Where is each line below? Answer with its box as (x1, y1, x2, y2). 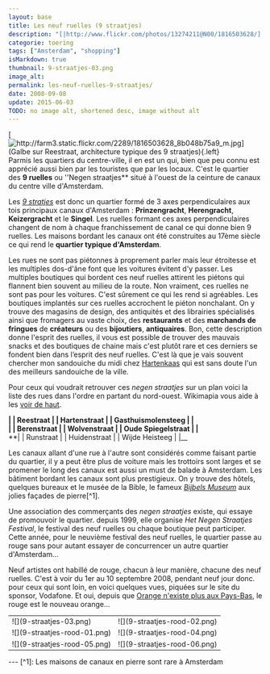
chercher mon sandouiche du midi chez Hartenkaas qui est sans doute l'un (8, 358, 258, 368)
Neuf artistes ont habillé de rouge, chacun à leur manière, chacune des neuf (8, 565, 262, 575)
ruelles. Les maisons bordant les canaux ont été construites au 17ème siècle (8, 231, 260, 241)
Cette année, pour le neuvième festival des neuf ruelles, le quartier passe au (8, 533, 262, 542)
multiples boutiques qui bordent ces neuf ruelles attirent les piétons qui (8, 273, 245, 283)
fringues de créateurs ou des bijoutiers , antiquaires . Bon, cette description (8, 324, 263, 334)
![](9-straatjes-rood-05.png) (11, 638, 111, 649)
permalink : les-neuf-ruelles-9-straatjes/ (8, 81, 153, 89)
